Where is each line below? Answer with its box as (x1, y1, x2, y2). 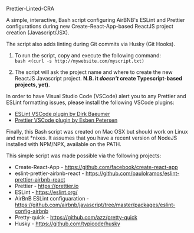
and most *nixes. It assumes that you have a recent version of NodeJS (6, 134, 177, 141)
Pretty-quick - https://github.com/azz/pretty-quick (14, 214, 137, 221)
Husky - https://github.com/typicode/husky (14, 220, 121, 227)
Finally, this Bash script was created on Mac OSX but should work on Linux (6, 128, 188, 135)
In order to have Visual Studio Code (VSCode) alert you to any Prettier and (6, 93, 187, 99)
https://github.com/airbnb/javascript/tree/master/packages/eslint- (14, 201, 176, 208)
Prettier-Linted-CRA (6, 5, 55, 12)
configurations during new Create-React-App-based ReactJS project (6, 23, 174, 30)
